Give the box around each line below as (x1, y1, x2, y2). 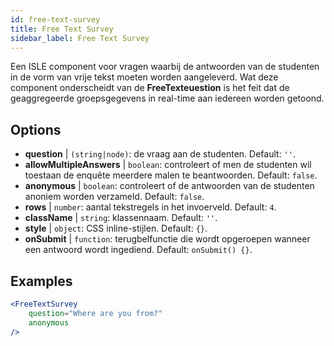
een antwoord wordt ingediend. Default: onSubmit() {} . (24, 244, 253, 256)
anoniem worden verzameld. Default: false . (24, 191, 205, 203)
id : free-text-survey (10, 14, 101, 25)
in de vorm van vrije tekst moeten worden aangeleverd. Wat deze (10, 71, 279, 83)
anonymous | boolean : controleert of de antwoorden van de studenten (24, 180, 315, 192)
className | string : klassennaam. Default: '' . (24, 212, 218, 224)
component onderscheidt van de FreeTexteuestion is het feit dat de (10, 82, 290, 94)
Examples (10, 272, 73, 290)
